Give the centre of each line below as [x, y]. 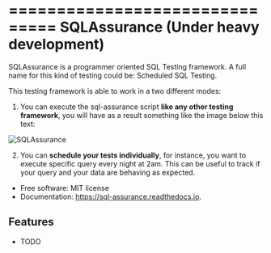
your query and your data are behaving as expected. [108, 172]
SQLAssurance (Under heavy [160, 27]
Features [31, 222]
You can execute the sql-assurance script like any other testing [127, 107]
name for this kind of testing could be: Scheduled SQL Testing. [113, 75]
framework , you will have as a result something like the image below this [142, 115]
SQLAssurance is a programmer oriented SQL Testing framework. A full [127, 66]
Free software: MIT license [64, 188]
